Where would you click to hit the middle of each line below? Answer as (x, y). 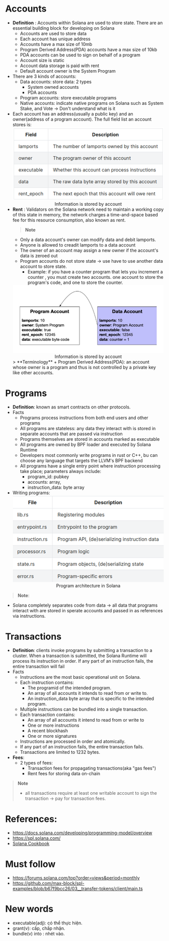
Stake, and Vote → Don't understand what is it (68, 108)
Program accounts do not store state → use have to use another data (92, 261)
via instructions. (29, 616)
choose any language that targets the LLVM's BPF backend (81, 461)
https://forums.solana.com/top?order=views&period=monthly (76, 878)
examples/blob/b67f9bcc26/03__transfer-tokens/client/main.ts (78, 889)
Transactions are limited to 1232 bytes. (60, 752)
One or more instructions (53, 725)
